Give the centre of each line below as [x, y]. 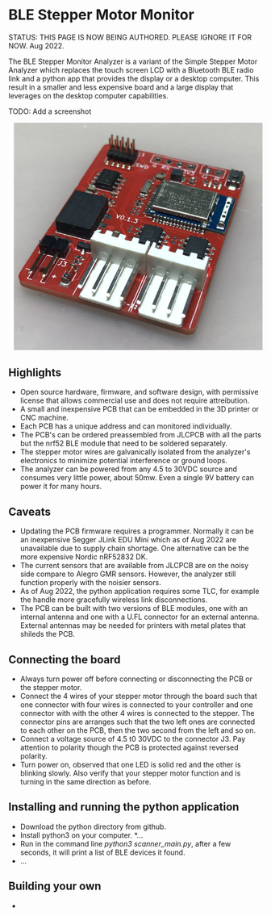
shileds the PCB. [47, 634]
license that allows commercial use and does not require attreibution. [135, 400]
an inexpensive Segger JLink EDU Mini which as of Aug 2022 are [128, 540]
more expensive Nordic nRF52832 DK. [84, 557]
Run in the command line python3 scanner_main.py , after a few [125, 843]
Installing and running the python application [124, 807]
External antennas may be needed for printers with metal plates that [133, 625]
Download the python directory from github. [93, 826]
